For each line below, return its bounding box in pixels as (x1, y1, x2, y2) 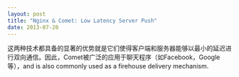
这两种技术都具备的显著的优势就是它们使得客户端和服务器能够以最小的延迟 (7, 44, 225, 53)
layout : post (7, 10, 46, 18)
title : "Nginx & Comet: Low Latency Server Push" (7, 17, 158, 24)
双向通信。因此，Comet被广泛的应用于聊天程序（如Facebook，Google (13, 53, 221, 61)
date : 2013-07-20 (7, 24, 59, 31)
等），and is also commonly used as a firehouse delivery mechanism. (7, 62, 209, 71)
